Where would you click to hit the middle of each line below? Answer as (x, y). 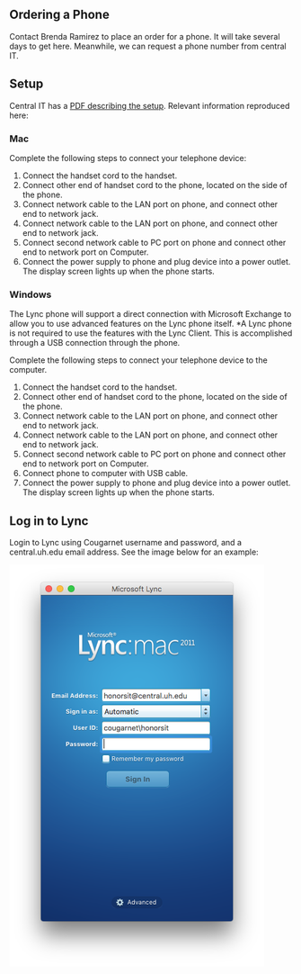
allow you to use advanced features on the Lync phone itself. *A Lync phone (150, 324)
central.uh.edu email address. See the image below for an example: (134, 552)
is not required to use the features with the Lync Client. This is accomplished (151, 333)
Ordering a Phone (59, 15)
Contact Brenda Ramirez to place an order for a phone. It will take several (145, 36)
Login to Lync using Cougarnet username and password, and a (126, 543)
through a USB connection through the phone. (95, 343)
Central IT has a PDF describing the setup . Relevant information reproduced (150, 105)
